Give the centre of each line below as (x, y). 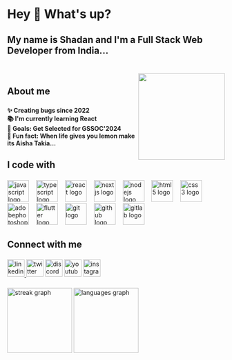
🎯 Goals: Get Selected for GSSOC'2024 (65, 128)
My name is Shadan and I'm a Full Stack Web (105, 40)
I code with (31, 165)
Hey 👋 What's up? (59, 14)
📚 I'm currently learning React (52, 118)
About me (29, 91)
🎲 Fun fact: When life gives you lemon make (71, 136)
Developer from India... (58, 50)
